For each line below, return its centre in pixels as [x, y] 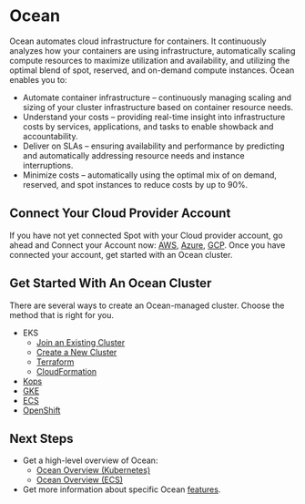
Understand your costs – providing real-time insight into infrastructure [154, 117]
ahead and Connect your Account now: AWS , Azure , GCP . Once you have [147, 245]
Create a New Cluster [76, 352]
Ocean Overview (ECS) [80, 480]
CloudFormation [66, 371]
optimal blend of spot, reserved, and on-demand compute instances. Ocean [152, 70]
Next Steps [41, 438]
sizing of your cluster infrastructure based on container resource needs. [158, 107]
